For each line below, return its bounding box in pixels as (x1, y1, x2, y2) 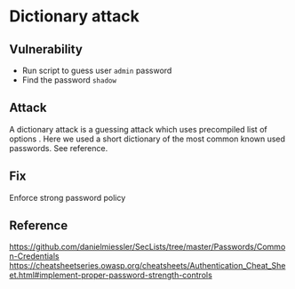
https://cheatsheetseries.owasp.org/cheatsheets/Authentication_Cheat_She (9, 261, 286, 271)
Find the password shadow (21, 75, 117, 85)
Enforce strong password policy (9, 192, 126, 203)
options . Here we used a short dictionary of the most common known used (9, 133, 286, 144)
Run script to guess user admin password (21, 65, 172, 76)
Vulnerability (9, 42, 83, 57)
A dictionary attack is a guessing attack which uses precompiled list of (9, 124, 268, 134)
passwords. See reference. (9, 142, 108, 153)
